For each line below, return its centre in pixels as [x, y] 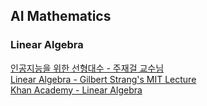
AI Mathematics [61, 16]
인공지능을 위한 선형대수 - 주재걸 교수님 [87, 68]
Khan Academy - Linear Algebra [76, 90]
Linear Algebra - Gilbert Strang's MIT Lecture [103, 79]
